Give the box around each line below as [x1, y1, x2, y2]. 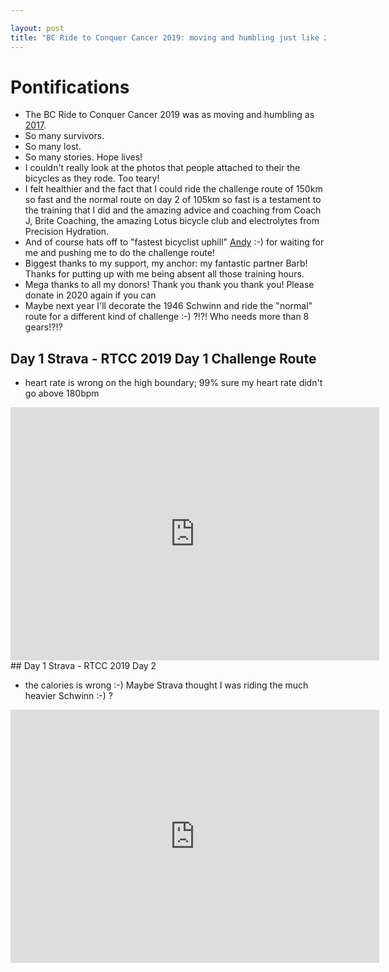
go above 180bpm [24, 387, 100, 400]
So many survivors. [24, 130, 105, 142]
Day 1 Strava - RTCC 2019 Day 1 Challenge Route [10, 350, 317, 367]
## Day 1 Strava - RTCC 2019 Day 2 [10, 660, 157, 672]
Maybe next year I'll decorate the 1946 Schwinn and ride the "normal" [24, 300, 313, 312]
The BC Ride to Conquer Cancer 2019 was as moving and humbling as [24, 109, 315, 121]
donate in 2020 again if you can [24, 289, 157, 301]
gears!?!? [24, 321, 63, 333]
